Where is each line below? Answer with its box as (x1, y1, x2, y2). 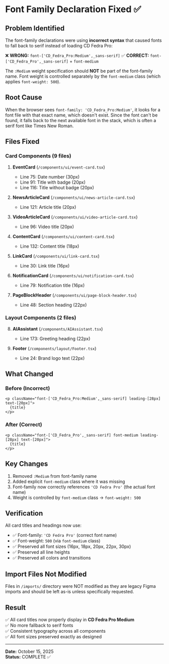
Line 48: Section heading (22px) (20, 302, 87, 308)
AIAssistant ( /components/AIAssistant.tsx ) (12, 325, 103, 331)
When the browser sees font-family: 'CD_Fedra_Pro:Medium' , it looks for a (5, 106, 161, 113)
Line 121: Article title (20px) (20, 204, 76, 210)
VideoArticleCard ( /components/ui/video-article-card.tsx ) (12, 213, 138, 220)
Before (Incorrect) (5, 385, 50, 392)
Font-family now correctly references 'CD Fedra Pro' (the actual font (12, 483, 155, 490)
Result (5, 603, 26, 612)
